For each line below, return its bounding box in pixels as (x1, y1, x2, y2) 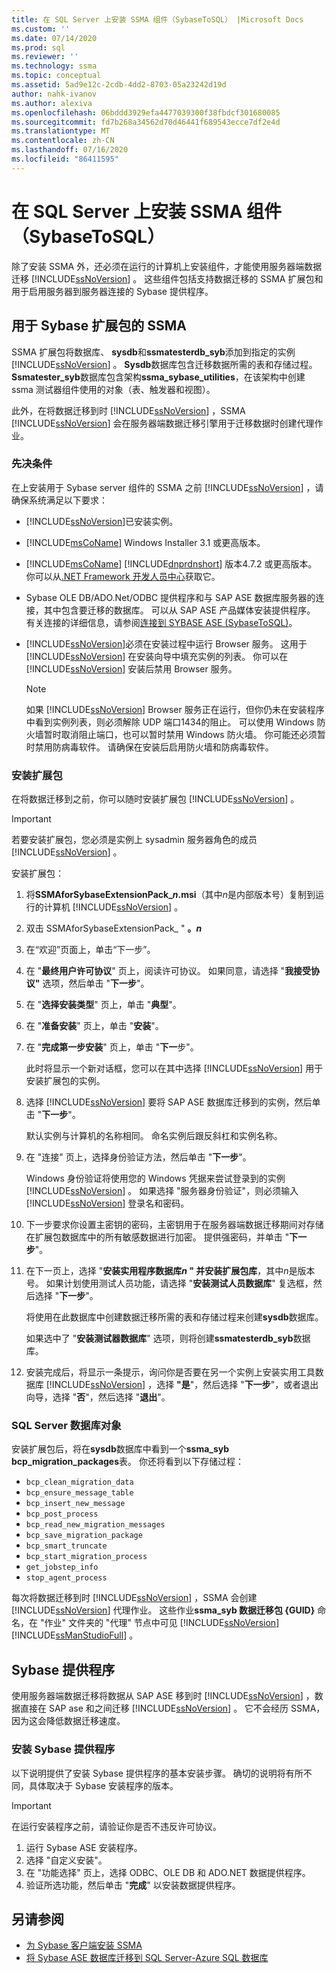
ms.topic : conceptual (11, 71, 102, 81)
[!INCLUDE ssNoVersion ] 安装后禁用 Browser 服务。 (25, 662, 238, 675)
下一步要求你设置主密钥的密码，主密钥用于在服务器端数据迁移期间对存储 (25, 1219, 324, 1231)
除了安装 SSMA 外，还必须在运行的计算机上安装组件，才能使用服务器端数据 (11, 260, 323, 272)
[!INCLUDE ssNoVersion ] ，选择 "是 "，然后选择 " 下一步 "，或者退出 (45, 1379, 319, 1391)
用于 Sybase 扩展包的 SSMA (11, 317, 188, 335)
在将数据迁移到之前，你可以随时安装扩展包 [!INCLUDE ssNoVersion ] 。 (11, 793, 300, 805)
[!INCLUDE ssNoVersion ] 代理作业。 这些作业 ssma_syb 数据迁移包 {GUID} (11, 1604, 316, 1616)
